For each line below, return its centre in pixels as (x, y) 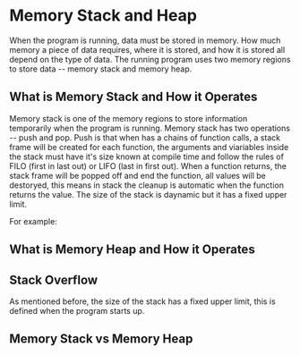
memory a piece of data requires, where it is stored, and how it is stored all (147, 49)
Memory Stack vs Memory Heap (101, 339)
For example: (34, 221)
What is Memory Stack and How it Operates (133, 97)
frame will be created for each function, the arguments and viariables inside (149, 147)
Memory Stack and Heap (103, 16)
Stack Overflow (54, 279)
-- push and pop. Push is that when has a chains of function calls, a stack (145, 137)
